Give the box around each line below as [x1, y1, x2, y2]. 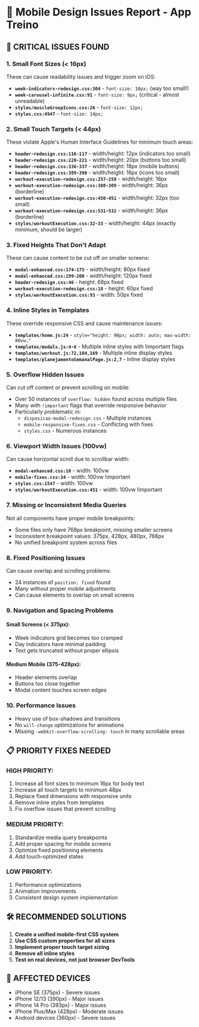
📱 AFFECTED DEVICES [6, 973, 91, 983]
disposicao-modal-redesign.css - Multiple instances [23, 414, 152, 422]
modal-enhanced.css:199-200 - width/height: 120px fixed [14, 272, 152, 280]
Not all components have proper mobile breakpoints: [6, 514, 135, 522]
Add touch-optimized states [14, 852, 84, 860]
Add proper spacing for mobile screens [14, 840, 111, 847]
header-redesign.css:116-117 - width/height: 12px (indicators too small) [14, 150, 191, 157]
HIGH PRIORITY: [6, 766, 54, 774]
